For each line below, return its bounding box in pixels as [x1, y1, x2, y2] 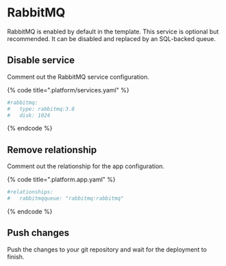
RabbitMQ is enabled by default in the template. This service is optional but [7, 27, 219, 36]
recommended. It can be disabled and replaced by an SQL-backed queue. [7, 34, 216, 42]
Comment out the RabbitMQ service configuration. [7, 72, 149, 81]
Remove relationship [7, 144, 97, 155]
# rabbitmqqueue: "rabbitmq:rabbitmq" [7, 195, 125, 202]
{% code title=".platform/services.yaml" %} [7, 85, 129, 94]
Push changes [7, 227, 70, 239]
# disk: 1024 [7, 111, 51, 119]
